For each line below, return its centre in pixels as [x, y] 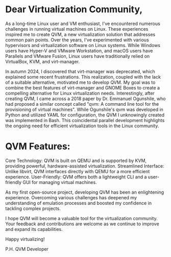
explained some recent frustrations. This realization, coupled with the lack [83, 77]
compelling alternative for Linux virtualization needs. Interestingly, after [80, 93]
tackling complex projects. [33, 208]
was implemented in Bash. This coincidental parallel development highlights [85, 120]
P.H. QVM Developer [27, 249]
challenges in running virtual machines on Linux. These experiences [77, 29]
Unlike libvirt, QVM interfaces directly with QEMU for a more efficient [78, 171]
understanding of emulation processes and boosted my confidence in [79, 203]
